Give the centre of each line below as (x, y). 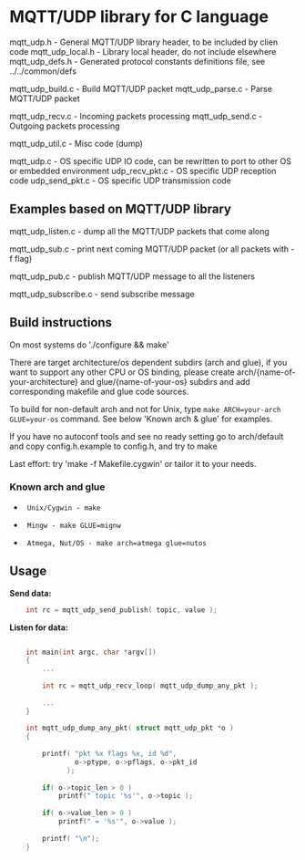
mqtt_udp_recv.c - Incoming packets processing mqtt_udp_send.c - (136, 116)
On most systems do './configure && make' (90, 345)
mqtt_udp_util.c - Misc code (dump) (76, 143)
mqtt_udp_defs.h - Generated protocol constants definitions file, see (137, 61)
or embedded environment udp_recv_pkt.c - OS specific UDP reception (143, 171)
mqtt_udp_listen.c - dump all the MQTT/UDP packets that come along (140, 231)
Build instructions (61, 322)
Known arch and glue (57, 487)
